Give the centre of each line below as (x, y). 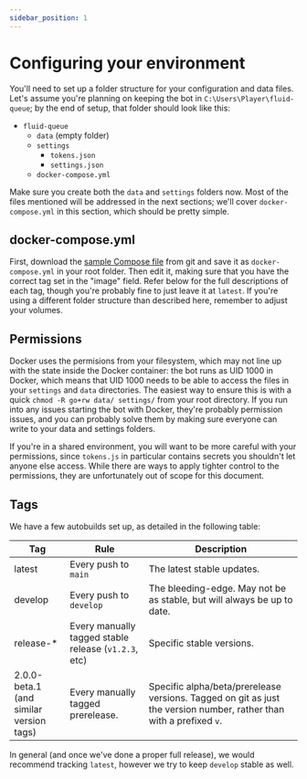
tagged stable (100, 637)
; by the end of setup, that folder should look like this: (130, 108)
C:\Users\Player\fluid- (249, 99)
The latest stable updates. (204, 569)
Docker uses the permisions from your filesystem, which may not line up (146, 361)
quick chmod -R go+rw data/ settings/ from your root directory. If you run (148, 400)
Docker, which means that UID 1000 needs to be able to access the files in (149, 381)
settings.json (77, 165)
